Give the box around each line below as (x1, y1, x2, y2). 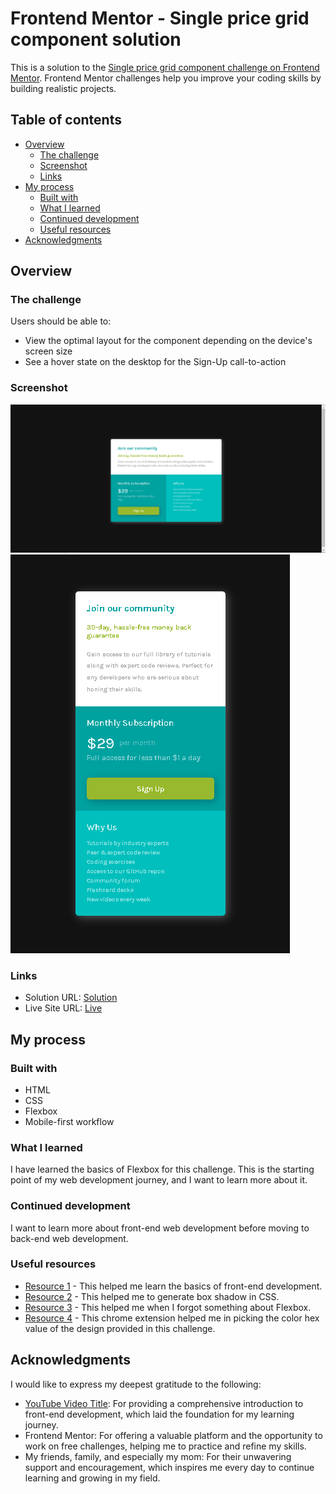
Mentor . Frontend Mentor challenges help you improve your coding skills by (10, 72, 322, 84)
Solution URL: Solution (24, 992, 118, 1004)
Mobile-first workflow (24, 1115, 115, 1127)
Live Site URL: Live (24, 1002, 103, 1014)
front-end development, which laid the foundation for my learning (24, 1408, 295, 1420)
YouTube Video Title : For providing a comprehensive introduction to (24, 1397, 304, 1409)
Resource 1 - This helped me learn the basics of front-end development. (24, 1280, 323, 1292)
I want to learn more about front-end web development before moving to (10, 1222, 310, 1234)
